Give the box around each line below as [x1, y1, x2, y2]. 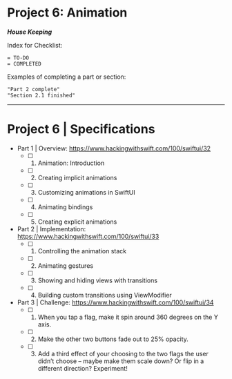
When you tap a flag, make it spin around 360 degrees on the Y [37, 313, 219, 321]
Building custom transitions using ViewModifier [37, 291, 173, 299]
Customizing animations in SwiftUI [37, 188, 136, 196]
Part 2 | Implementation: [17, 224, 86, 233]
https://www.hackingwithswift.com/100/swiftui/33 [17, 232, 159, 240]
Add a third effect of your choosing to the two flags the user [37, 349, 209, 358]
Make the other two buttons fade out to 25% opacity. [37, 335, 188, 343]
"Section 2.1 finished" [7, 92, 76, 99]
